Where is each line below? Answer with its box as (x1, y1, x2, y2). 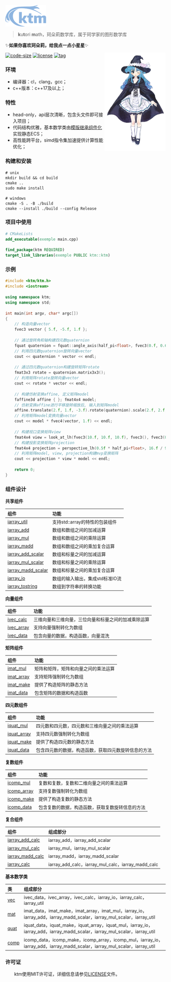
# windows (5, 196, 26, 201)
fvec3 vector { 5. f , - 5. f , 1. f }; (14, 327, 88, 332)
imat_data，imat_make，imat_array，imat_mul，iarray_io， (23, 908, 147, 914)
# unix (5, 170, 19, 175)
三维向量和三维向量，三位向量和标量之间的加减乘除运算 (33, 616, 150, 623)
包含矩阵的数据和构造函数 (34, 690, 88, 696)
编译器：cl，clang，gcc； (12, 78, 67, 84)
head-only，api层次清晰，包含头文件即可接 (12, 111, 103, 118)
